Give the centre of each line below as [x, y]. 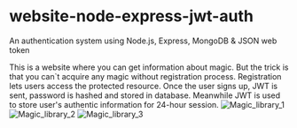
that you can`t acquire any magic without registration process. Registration [145, 76]
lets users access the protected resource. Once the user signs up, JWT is [143, 86]
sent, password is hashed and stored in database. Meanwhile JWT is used [145, 95]
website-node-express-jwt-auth [132, 16]
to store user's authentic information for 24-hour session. [114, 104]
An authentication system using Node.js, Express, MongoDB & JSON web [143, 41]
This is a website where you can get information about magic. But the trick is [149, 67]
